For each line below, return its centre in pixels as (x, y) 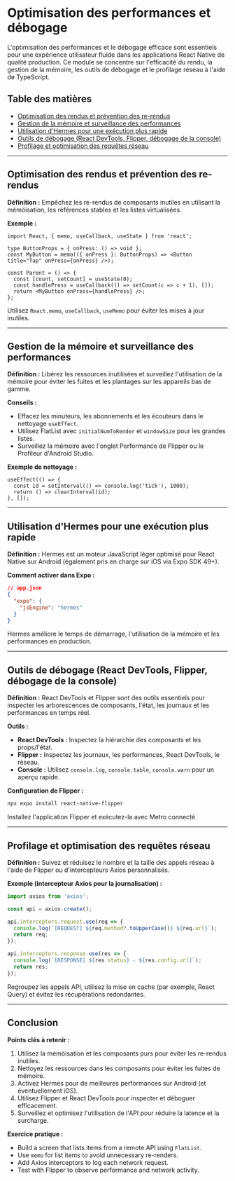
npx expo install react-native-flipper (65, 804)
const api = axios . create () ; (50, 909)
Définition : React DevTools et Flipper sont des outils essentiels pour (106, 698)
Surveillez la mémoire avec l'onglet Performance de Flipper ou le (111, 446)
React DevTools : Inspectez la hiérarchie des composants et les (109, 740)
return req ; (31, 935)
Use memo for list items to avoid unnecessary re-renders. (98, 1155)
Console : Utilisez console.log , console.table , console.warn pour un (116, 770)
